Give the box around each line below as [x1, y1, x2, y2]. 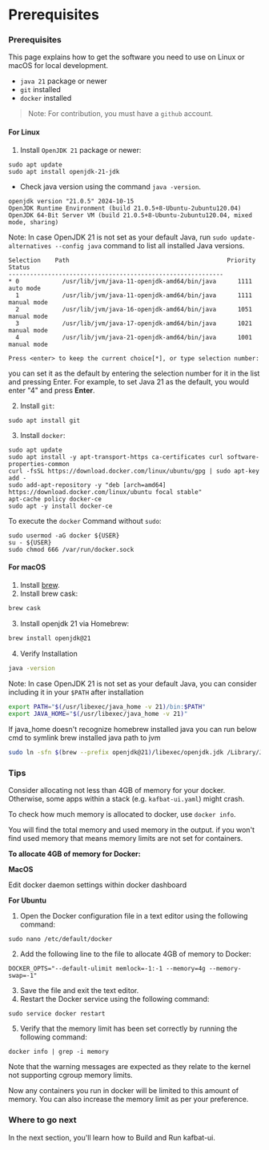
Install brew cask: [19, 589, 78, 598]
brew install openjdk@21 [8, 634, 91, 642]
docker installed [19, 94, 72, 103]
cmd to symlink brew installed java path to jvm [8, 733, 161, 742]
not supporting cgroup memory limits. [8, 1071, 134, 1080]
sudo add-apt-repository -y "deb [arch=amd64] [8, 481, 167, 489]
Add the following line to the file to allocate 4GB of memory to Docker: [19, 949, 252, 959]
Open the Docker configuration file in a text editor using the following [19, 911, 248, 921]
